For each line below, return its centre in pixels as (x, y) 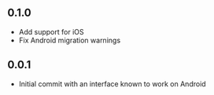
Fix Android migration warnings (70, 40)
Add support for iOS (51, 31)
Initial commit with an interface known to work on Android (112, 84)
